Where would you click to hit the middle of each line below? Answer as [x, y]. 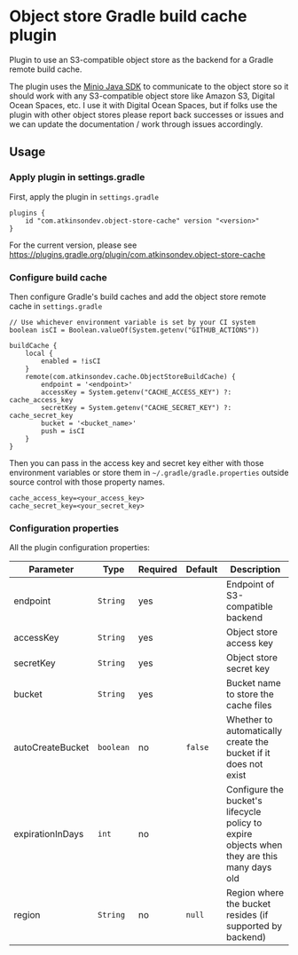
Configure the [255, 790]
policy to [244, 823]
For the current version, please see [73, 245]
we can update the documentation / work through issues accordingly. [136, 124]
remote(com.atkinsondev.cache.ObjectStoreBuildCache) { [131, 376]
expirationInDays [49, 834]
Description [255, 570]
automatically [254, 731]
